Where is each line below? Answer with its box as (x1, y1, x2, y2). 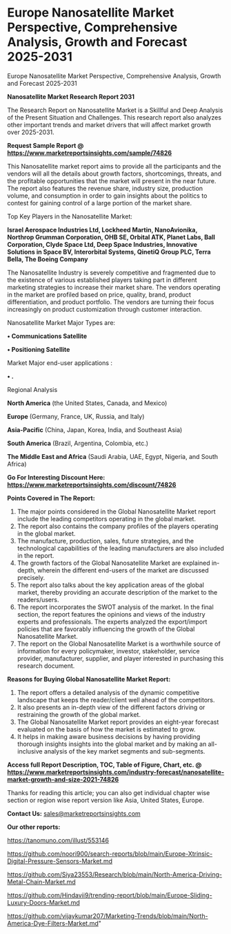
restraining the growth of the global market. (17, 710, 141, 718)
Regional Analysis (7, 385, 58, 393)
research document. (17, 662, 75, 670)
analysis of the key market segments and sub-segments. (43, 747, 205, 755)
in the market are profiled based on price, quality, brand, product (7, 290, 192, 299)
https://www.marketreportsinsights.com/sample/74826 (7, 149, 172, 157)
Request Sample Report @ (7, 141, 84, 149)
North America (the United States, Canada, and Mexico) (7, 399, 168, 407)
